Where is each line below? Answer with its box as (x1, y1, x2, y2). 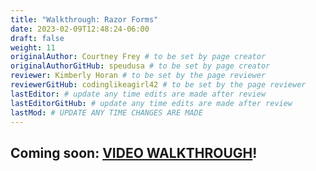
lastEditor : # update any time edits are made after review (10, 89, 267, 99)
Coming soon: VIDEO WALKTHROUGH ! (10, 144, 258, 161)
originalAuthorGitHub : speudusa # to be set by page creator (10, 61, 271, 71)
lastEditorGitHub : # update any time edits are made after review (10, 98, 293, 108)
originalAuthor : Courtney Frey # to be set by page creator (10, 52, 267, 62)
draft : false (10, 33, 65, 43)
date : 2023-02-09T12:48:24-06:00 (10, 24, 150, 34)
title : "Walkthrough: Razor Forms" (10, 14, 159, 25)
